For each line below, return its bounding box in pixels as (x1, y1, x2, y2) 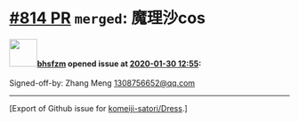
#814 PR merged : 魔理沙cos (9, 8, 206, 28)
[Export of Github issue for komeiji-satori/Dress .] (9, 103, 189, 114)
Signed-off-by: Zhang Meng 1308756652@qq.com (9, 78, 196, 88)
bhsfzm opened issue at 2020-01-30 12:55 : (36, 58, 202, 69)
